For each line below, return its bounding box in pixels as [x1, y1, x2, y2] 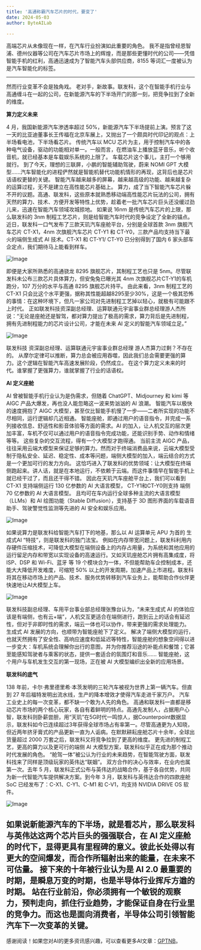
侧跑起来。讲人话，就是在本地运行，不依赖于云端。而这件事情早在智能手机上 [6, 467, 195, 474]
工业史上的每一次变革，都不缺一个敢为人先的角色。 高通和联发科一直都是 [6, 698, 186, 706]
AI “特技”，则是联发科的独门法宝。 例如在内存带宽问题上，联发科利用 [16, 537, 187, 544]
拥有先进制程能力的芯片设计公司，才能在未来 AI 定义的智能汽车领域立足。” [6, 320, 187, 327]
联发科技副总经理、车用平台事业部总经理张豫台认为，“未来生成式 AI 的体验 [6, 606, 190, 613]
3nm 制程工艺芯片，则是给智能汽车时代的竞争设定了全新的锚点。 [33, 213, 193, 220]
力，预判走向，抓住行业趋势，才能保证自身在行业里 [6, 898, 195, 908]
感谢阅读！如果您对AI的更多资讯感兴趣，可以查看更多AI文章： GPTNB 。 [6, 937, 181, 945]
